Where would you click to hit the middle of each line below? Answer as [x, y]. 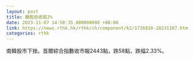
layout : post [22, 11]
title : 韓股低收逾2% [29, 17]
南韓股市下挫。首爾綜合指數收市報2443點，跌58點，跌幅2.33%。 [87, 51]
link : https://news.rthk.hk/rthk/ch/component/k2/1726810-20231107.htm [97, 28]
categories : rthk [28, 34]
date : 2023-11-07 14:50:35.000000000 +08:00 [62, 22]
